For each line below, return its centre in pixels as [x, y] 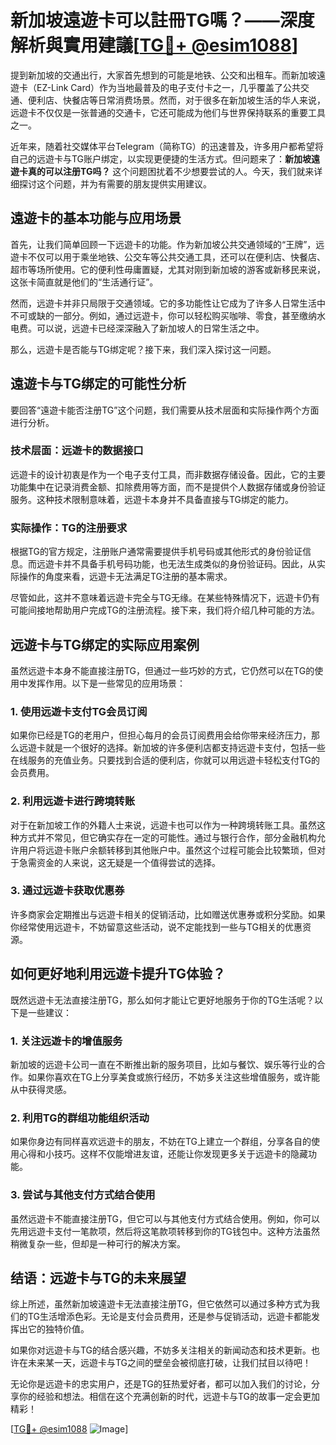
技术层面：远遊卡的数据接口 [77, 451]
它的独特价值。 [58, 1329]
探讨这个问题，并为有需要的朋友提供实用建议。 [115, 183]
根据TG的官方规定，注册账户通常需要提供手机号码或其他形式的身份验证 [156, 552]
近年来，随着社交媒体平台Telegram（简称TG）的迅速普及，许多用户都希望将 [167, 146]
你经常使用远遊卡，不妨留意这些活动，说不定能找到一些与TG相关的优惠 [156, 927]
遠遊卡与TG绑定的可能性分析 [98, 384]
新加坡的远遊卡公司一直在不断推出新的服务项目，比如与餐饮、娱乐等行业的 [163, 1064]
